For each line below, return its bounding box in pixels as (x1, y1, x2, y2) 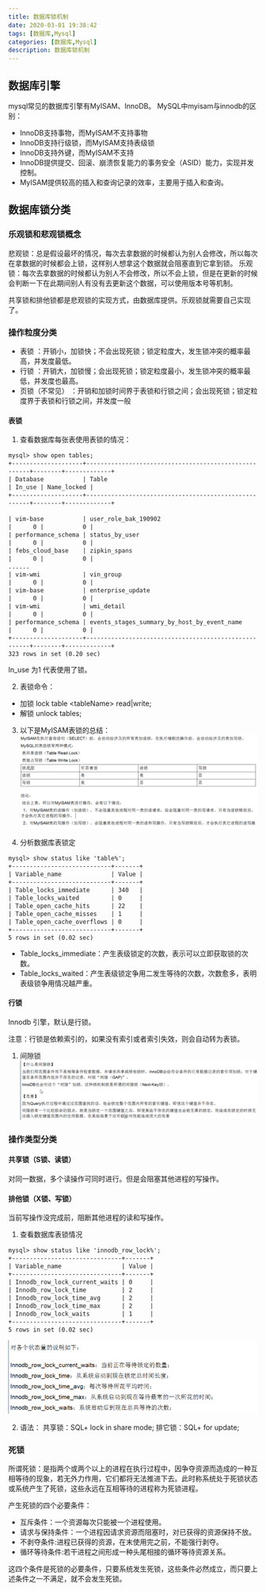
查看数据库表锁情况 (19, 1230, 83, 1239)
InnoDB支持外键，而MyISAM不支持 (19, 148, 135, 157)
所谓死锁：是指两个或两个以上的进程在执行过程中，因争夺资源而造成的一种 (8, 1464, 251, 1474)
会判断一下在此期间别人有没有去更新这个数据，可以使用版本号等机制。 (8, 278, 237, 287)
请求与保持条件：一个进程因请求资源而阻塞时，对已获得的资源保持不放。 (19, 1527, 256, 1537)
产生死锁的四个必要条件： (8, 1500, 92, 1510)
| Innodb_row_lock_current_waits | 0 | (8, 1278, 154, 1286)
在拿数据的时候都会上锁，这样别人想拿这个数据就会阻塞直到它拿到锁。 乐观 (8, 258, 253, 268)
